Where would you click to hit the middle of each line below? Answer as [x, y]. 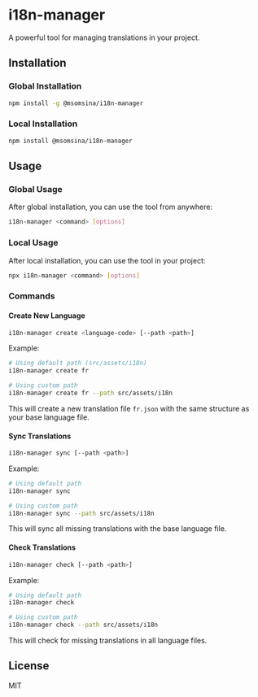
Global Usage [35, 189]
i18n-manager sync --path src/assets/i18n [81, 513]
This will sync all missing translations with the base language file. [118, 529]
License [29, 666]
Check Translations [42, 547]
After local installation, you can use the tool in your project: [107, 260]
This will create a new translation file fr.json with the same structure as [129, 408]
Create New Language [47, 316]
